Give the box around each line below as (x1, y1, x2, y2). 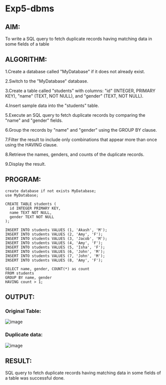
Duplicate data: (5, 331, 43, 338)
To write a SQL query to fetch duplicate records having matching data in (5, 36, 152, 42)
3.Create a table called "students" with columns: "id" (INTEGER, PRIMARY (5, 88, 156, 94)
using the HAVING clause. (5, 142, 58, 147)
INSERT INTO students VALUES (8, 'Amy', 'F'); (5, 258, 103, 263)
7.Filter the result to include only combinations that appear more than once (5, 137, 157, 143)
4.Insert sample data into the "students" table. (5, 102, 99, 108)
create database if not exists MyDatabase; (5, 189, 97, 193)
